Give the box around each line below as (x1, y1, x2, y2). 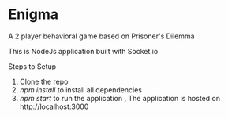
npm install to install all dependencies (19, 85, 143, 95)
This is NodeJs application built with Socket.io (8, 46, 159, 56)
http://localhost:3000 (19, 102, 89, 111)
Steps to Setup (8, 61, 57, 71)
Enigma (8, 5, 59, 23)
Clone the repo (19, 77, 69, 86)
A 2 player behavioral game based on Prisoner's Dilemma (8, 31, 195, 41)
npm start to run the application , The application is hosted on (19, 93, 221, 103)
